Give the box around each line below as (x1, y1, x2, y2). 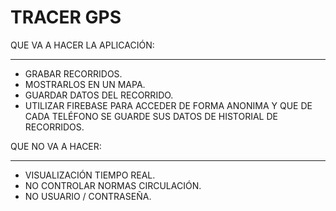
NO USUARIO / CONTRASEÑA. (24, 190, 152, 202)
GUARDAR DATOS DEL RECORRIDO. (24, 89, 174, 101)
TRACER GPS (10, 6, 122, 29)
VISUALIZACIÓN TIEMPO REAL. (24, 169, 156, 181)
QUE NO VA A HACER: (10, 140, 102, 152)
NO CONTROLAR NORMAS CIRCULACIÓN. (24, 179, 202, 191)
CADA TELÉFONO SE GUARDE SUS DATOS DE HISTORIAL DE (24, 110, 278, 122)
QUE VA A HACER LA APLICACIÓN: (10, 39, 155, 51)
